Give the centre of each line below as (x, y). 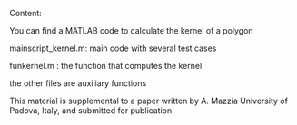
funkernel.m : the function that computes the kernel (106, 66)
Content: (26, 13)
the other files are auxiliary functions (78, 83)
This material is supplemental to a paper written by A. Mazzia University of (149, 101)
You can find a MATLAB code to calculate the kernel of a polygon (131, 30)
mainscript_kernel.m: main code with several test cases (113, 48)
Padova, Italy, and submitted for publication (91, 111)
